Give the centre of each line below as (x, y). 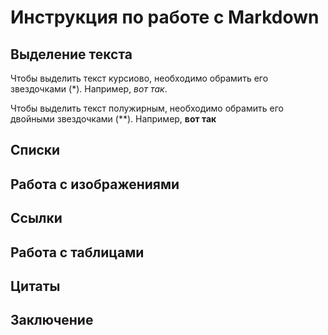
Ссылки (36, 218)
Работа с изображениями (95, 184)
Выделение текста (71, 54)
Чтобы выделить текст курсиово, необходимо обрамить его (139, 78)
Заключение (52, 320)
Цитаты (35, 286)
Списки (35, 150)
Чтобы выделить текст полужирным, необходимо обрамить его (147, 108)
